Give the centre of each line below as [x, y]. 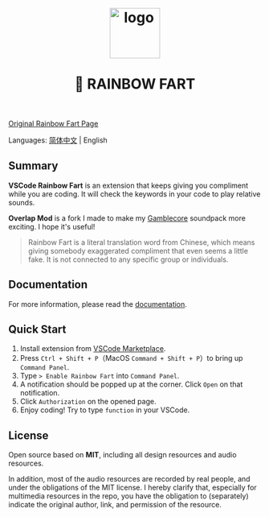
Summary [33, 166]
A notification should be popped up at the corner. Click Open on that [131, 384]
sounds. [22, 202]
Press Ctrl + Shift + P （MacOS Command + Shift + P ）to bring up [131, 358]
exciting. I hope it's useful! [52, 226]
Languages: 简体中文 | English [58, 140]
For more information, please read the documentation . [98, 304]
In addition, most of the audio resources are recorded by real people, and [129, 479]
